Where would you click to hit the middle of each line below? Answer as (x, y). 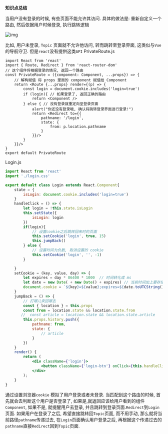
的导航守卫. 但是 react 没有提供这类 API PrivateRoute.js (60, 51)
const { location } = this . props (58, 305)
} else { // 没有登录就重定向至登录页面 (61, 104)
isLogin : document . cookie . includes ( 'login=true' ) (76, 194)
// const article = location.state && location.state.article (88, 315)
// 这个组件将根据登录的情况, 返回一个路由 (44, 70)
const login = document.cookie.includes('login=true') (81, 89)
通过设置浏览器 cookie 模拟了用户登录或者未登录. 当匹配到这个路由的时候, (80, 395)
